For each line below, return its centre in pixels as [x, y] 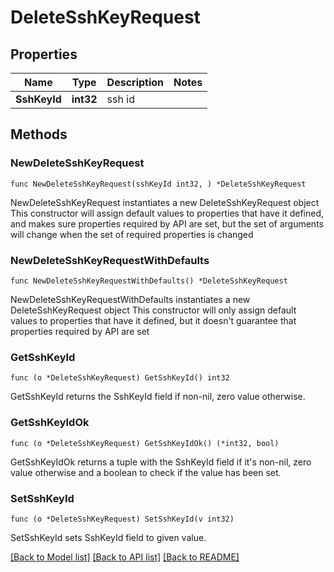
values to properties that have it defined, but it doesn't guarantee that [153, 320]
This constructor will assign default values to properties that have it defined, [167, 213]
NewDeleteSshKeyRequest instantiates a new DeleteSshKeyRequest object [165, 202]
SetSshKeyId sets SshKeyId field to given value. [108, 537]
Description [135, 82]
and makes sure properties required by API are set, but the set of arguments [167, 223]
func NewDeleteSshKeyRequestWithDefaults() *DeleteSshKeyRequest [149, 281]
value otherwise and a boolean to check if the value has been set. [146, 472]
